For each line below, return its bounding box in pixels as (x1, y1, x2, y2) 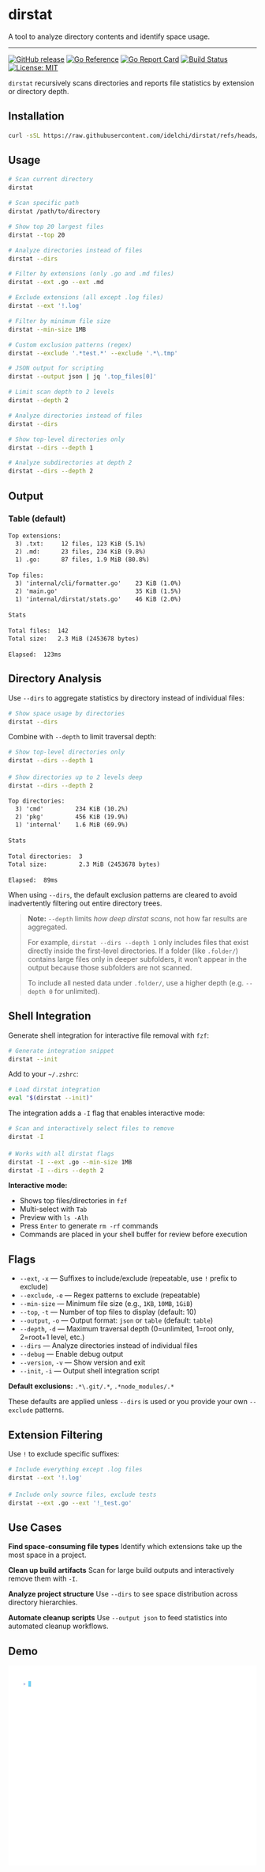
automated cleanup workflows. (8, 1621, 109, 1631)
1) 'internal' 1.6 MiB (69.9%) (15, 821, 129, 829)
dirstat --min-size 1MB (8, 325, 87, 333)
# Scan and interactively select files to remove (8, 1125, 175, 1133)
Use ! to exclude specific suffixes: (8, 1449, 120, 1458)
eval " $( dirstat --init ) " (8, 1094, 93, 1102)
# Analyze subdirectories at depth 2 (8, 459, 132, 467)
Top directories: (8, 797, 65, 805)
